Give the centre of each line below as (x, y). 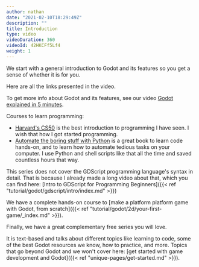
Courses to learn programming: (45, 116)
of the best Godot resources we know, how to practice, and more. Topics (97, 245)
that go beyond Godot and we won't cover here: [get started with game (95, 251)
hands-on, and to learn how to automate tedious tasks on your (92, 147)
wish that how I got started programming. (66, 134)
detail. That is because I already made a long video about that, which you (97, 178)
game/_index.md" (28, 215)
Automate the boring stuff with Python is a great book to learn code (99, 140)
